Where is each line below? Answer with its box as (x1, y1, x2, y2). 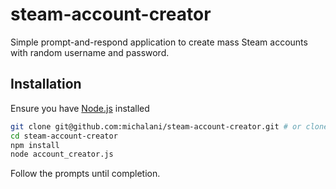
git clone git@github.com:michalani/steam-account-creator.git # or (10, 121, 302, 132)
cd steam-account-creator (10, 131, 118, 141)
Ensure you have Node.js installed (10, 102, 150, 114)
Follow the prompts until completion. (10, 168, 161, 180)
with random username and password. (10, 46, 170, 58)
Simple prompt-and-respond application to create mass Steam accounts (10, 36, 308, 48)
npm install (10, 140, 60, 150)
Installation (10, 76, 82, 93)
